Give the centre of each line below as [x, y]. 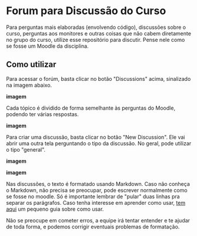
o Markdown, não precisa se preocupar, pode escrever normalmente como [97, 190]
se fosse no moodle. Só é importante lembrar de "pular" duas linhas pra [93, 196]
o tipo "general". [26, 149]
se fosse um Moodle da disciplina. [48, 46]
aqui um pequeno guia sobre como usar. [55, 209]
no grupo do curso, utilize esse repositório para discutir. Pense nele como [96, 40]
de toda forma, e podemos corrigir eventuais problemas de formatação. [93, 227]
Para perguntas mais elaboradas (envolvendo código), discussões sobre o [96, 27]
